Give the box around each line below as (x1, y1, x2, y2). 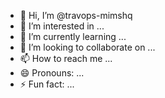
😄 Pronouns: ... (19, 67, 85, 79)
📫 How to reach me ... (19, 53, 113, 64)
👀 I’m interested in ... (19, 20, 105, 32)
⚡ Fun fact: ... (19, 78, 75, 90)
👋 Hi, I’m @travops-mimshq (19, 10, 133, 21)
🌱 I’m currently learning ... (19, 31, 127, 42)
